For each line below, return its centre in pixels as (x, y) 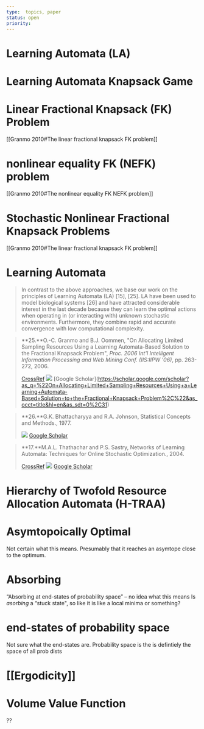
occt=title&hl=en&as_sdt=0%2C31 (64, 404)
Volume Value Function (66, 703)
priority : (19, 23)
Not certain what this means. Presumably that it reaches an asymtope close (101, 549)
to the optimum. (26, 555)
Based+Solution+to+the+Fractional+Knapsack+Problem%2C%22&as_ (109, 398)
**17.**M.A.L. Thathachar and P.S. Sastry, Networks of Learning (103, 447)
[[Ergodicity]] (41, 676)
